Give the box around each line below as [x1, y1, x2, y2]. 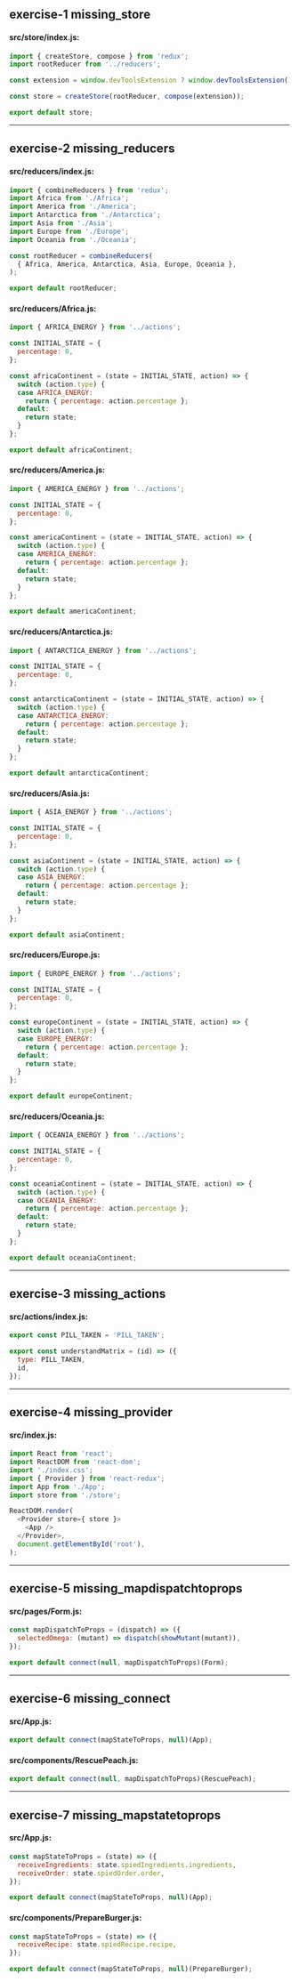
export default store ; [9, 109, 93, 117]
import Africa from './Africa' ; [9, 194, 129, 203]
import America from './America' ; [9, 202, 138, 212]
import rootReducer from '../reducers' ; [9, 60, 162, 69]
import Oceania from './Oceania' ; [9, 235, 138, 244]
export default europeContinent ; [9, 1092, 133, 1101]
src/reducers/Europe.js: [9, 949, 101, 960]
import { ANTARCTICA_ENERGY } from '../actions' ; [9, 646, 198, 655]
